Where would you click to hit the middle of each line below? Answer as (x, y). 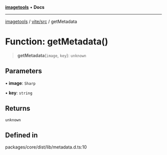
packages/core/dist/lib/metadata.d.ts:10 (46, 147)
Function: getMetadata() (57, 42)
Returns (18, 108)
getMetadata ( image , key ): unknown (52, 55)
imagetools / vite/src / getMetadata (41, 21)
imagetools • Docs (25, 7)
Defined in (22, 135)
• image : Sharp (20, 83)
